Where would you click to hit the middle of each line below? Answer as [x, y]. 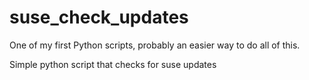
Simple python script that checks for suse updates [113, 64]
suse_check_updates [99, 17]
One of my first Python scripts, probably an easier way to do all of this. [155, 45]
